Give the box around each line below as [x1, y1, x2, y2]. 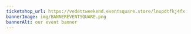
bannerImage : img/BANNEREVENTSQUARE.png [6, 14, 107, 20]
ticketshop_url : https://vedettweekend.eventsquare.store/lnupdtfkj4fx [6, 8, 185, 14]
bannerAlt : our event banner [6, 19, 78, 25]
